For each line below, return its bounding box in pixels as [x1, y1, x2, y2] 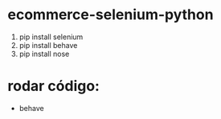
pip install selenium [18, 32, 84, 42]
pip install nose [18, 49, 70, 58]
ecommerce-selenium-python [7, 6, 214, 24]
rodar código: [7, 77, 100, 95]
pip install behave [18, 40, 78, 50]
